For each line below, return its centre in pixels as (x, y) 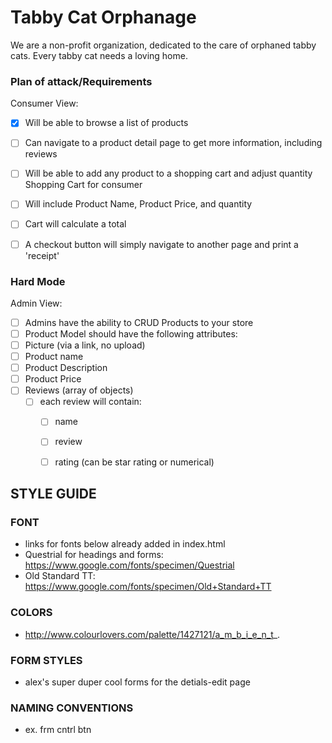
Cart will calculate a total (75, 224)
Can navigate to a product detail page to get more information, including (173, 143)
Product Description (66, 368)
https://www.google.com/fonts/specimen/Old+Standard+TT (148, 587)
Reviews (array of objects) (79, 390)
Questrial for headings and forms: (94, 555)
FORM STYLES (46, 660)
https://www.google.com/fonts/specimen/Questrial (129, 565)
